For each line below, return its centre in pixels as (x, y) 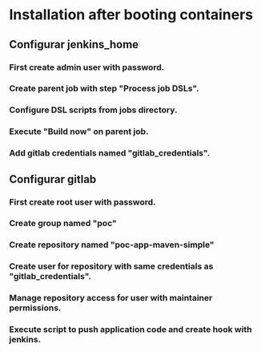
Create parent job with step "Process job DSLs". (104, 88)
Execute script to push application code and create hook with (130, 330)
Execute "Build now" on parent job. (79, 131)
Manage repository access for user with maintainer (111, 298)
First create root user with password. (82, 202)
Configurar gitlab (53, 179)
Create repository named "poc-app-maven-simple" (112, 245)
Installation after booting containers (131, 15)
